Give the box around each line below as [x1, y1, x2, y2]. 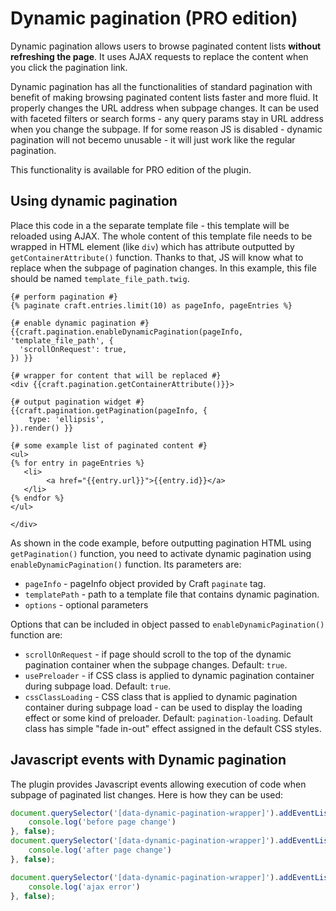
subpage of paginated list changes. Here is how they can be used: [10, 788, 284, 801]
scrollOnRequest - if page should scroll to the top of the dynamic [24, 648, 292, 660]
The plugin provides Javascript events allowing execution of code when [10, 778, 307, 790]
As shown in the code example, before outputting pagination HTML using [10, 537, 312, 549]
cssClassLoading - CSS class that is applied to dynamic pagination [24, 690, 298, 702]
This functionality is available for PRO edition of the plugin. [10, 163, 252, 176]
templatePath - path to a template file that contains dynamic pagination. [24, 588, 320, 600]
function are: [10, 628, 63, 641]
